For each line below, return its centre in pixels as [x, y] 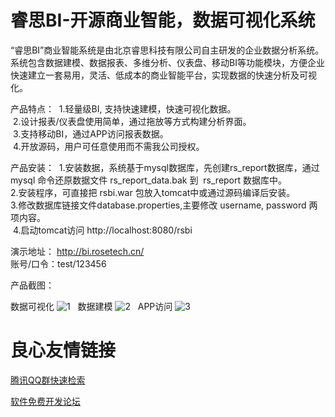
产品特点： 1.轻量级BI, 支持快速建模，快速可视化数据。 [123, 108]
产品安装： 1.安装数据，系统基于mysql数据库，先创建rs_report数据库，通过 [165, 167]
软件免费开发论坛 [45, 401]
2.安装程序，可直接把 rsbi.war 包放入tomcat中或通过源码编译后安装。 [153, 192]
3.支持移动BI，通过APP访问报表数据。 [90, 133]
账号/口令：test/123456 [58, 263]
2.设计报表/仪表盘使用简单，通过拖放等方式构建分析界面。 [132, 121]
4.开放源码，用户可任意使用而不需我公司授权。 [108, 146]
